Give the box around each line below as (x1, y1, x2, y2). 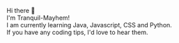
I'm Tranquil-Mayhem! (6, 14, 70, 22)
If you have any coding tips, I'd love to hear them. (6, 28, 148, 36)
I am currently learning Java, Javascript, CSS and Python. (6, 21, 172, 29)
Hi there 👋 (6, 7, 36, 14)
